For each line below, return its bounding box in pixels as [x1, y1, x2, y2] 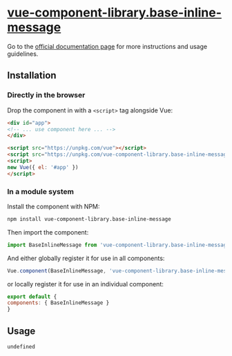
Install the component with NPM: [7, 202, 100, 210]
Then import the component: [7, 228, 89, 236]
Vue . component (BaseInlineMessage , [7, 267, 107, 274]
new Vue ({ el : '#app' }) [7, 164, 79, 170]
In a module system [7, 186, 75, 196]
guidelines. [7, 50, 39, 58]
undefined [7, 343, 36, 350]
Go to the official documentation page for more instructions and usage [7, 42, 208, 50]
